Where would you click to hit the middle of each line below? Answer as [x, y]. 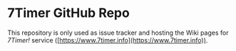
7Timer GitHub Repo [68, 13]
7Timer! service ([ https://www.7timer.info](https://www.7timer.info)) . [108, 40]
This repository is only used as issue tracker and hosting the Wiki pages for [118, 33]
